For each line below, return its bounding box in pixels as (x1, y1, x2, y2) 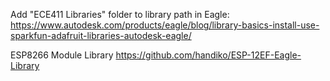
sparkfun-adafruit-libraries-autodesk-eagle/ (10, 30, 192, 41)
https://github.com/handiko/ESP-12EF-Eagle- (115, 49, 302, 61)
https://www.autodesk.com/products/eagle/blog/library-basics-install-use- (10, 19, 320, 31)
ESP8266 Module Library (10, 49, 114, 61)
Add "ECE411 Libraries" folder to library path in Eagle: (10, 9, 230, 20)
